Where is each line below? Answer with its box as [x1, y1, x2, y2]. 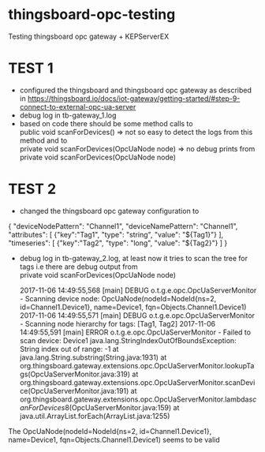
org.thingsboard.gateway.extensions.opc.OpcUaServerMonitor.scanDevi [19, 377, 256, 387]
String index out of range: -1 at [19, 344, 119, 353]
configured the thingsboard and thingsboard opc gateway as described [19, 85, 252, 95]
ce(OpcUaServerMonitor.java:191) [19, 386, 129, 395]
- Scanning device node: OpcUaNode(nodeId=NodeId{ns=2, [19, 293, 217, 303]
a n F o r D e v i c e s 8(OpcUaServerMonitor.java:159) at [19, 402, 180, 412]
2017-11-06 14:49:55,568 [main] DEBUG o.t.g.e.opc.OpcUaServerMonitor [19, 286, 257, 295]
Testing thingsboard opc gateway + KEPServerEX [8, 32, 170, 41]
